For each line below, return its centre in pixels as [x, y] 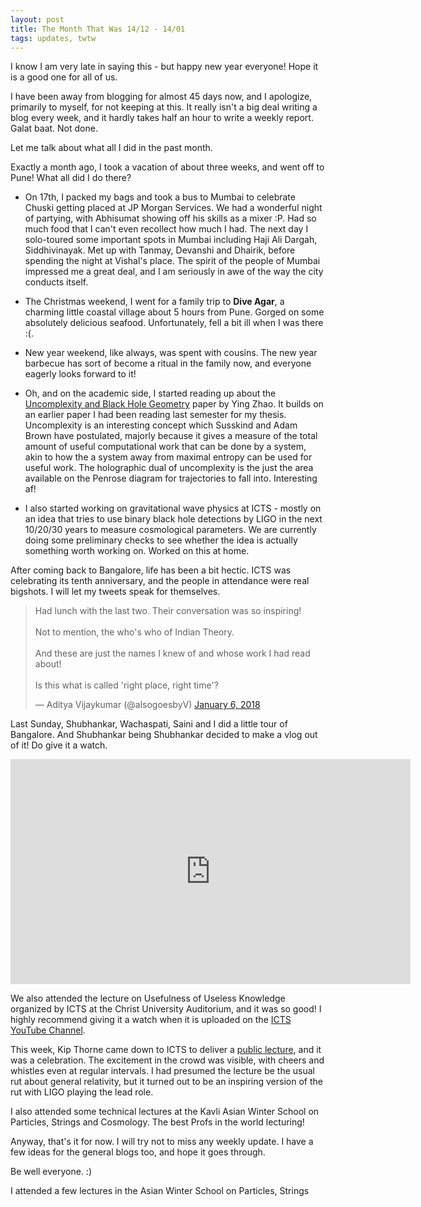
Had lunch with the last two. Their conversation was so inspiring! [168, 611]
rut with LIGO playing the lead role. [82, 1092]
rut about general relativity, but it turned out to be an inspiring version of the [166, 1082]
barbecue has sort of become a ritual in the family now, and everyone [168, 363]
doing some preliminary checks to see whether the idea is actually [161, 540]
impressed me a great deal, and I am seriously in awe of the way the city [174, 272]
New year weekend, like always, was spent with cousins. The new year [171, 353]
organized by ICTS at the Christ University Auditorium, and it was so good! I [166, 1009]
